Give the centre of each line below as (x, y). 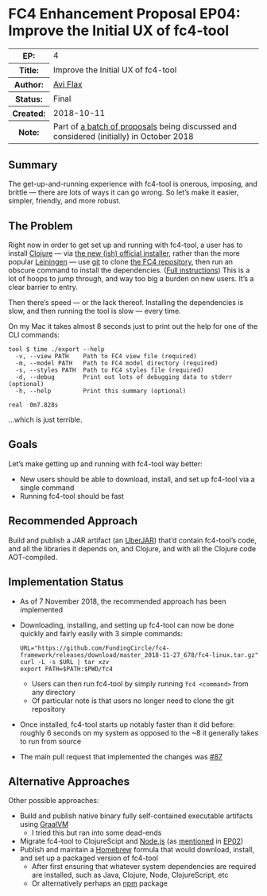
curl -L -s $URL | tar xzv (64, 662)
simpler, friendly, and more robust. (64, 201)
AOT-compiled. (33, 557)
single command (47, 487)
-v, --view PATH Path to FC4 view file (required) (106, 357)
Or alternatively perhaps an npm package (100, 883)
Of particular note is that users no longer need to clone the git (133, 701)
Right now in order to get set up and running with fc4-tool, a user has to (126, 245)
